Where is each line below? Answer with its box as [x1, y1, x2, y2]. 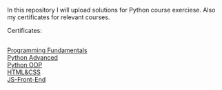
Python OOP [7, 61, 43, 69]
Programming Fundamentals [7, 46, 88, 54]
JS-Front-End [7, 76, 46, 84]
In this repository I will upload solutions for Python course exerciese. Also [7, 6, 216, 14]
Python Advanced [7, 54, 59, 62]
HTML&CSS [7, 68, 41, 76]
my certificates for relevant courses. [7, 13, 110, 21]
